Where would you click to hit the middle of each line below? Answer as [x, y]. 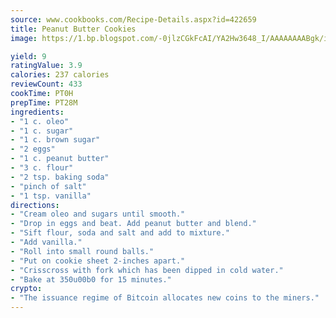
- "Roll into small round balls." [82, 251]
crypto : [26, 289]
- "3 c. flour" [42, 168]
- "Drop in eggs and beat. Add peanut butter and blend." [133, 224]
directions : [35, 205]
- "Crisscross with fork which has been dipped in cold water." [147, 270]
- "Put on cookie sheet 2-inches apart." [98, 261]
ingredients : [37, 112]
